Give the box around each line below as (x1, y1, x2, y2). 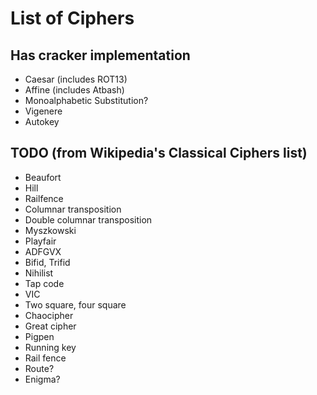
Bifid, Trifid (24, 256, 71, 268)
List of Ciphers (10, 7, 135, 30)
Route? (24, 362, 55, 374)
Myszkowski (24, 224, 77, 236)
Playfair (24, 235, 57, 247)
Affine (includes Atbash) (24, 84, 125, 96)
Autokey (24, 116, 60, 127)
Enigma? (24, 373, 61, 385)
